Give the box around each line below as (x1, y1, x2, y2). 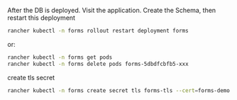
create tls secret (7, 73, 55, 82)
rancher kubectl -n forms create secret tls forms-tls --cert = (7, 87, 199, 94)
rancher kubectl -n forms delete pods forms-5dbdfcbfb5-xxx (7, 60, 189, 67)
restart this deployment (7, 13, 76, 22)
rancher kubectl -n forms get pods (7, 53, 113, 61)
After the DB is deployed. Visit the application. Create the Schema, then (7, 6, 216, 14)
